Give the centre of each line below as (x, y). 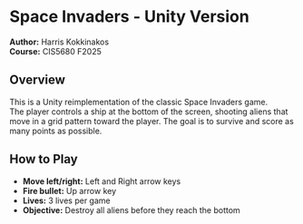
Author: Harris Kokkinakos (59, 42)
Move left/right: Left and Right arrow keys (102, 181)
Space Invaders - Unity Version (129, 17)
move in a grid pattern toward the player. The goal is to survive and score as (152, 121)
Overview (38, 80)
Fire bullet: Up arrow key (69, 190)
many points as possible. (56, 131)
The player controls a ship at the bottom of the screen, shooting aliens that (149, 112)
